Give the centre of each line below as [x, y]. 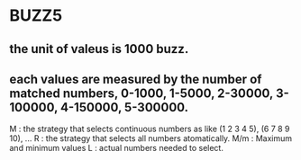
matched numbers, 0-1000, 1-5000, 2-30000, [141, 93]
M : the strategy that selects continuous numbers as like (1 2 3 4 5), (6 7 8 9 [150, 129]
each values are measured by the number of [136, 79]
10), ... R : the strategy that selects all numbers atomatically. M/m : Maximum [151, 138]
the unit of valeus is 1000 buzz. [99, 49]
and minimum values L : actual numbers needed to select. [116, 148]
